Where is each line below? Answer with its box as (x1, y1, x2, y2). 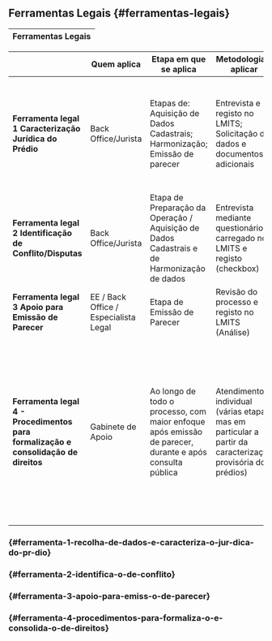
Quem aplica (91, 58, 142, 70)
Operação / (149, 212, 193, 223)
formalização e (12, 436, 71, 447)
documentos (215, 148, 264, 159)
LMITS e (215, 243, 248, 254)
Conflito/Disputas (12, 247, 83, 259)
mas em (215, 415, 246, 427)
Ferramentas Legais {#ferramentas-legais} (8, 6, 231, 20)
